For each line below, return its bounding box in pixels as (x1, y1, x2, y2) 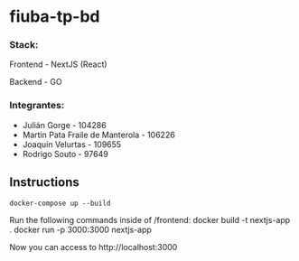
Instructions (9, 174, 79, 191)
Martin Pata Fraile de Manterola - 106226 (22, 129, 176, 140)
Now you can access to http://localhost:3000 (9, 241, 178, 252)
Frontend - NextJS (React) (9, 59, 107, 70)
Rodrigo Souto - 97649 (22, 148, 108, 159)
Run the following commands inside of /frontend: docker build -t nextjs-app (9, 214, 291, 225)
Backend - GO (9, 77, 62, 88)
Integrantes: (9, 99, 65, 112)
